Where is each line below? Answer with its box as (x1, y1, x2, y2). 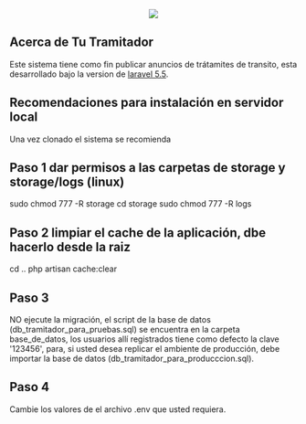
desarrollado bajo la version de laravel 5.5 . (9, 69, 169, 79)
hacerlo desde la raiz (9, 238, 131, 255)
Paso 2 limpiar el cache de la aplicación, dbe (9, 225, 267, 240)
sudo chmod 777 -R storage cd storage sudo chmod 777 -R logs (9, 198, 252, 209)
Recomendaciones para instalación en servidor (9, 95, 284, 111)
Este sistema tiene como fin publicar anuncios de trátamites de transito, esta (9, 58, 298, 69)
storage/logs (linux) (9, 175, 125, 190)
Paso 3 (9, 290, 49, 305)
